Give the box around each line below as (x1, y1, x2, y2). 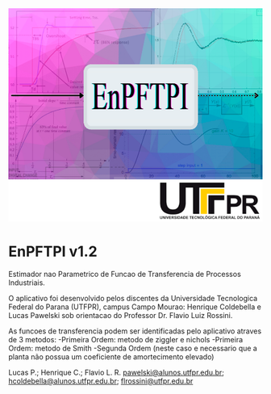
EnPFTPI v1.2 (8, 242, 98, 261)
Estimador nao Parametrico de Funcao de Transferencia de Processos (8, 269, 242, 279)
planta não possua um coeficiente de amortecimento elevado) (8, 351, 215, 362)
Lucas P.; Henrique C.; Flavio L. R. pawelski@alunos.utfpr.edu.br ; (8, 367, 224, 377)
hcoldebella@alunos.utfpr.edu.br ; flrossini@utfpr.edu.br (8, 375, 194, 386)
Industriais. (8, 278, 46, 287)
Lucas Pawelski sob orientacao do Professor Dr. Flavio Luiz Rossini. (8, 310, 233, 320)
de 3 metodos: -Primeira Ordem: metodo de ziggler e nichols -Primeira (8, 334, 244, 344)
